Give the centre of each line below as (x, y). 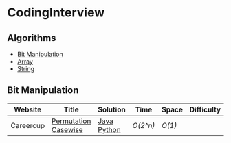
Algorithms (32, 38)
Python (109, 129)
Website (27, 109)
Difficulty (205, 109)
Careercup (28, 125)
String (26, 69)
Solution (111, 109)
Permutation (71, 121)
